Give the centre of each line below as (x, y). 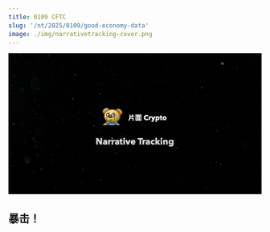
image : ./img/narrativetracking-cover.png (80, 34)
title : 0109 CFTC (37, 17)
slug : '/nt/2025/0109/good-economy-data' (79, 25)
